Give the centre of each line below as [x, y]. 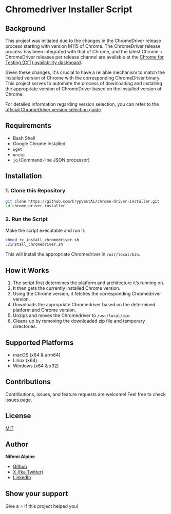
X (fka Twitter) [28, 472]
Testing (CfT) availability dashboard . [44, 62]
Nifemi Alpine [20, 457]
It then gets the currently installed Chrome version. [66, 288]
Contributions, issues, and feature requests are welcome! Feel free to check [85, 394]
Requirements [28, 126]
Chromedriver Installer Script [69, 9]
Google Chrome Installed [39, 143]
